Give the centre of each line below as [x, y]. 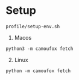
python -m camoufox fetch [38, 71]
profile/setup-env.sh [33, 26]
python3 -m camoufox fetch [39, 49]
